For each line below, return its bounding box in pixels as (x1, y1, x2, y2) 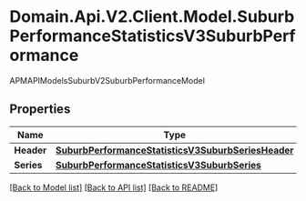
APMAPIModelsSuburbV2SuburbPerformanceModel (9, 75, 205, 85)
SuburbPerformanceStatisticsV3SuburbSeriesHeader (56, 144, 294, 156)
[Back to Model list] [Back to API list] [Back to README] (9, 182, 219, 193)
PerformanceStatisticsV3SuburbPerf (9, 25, 296, 46)
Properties (9, 102, 71, 117)
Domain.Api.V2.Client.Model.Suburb (9, 6, 295, 27)
